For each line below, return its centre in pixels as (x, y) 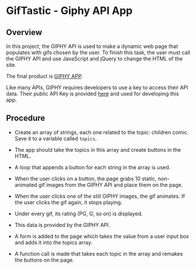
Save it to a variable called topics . (56, 138)
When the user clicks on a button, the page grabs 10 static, (85, 179)
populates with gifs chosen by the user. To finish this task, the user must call (98, 53)
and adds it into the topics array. (53, 242)
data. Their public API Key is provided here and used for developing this (93, 94)
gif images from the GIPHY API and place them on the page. (111, 184)
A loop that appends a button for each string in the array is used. (92, 167)
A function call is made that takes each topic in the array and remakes (99, 254)
